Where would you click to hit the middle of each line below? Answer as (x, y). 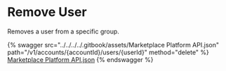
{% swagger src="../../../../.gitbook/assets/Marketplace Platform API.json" (113, 45)
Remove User (47, 12)
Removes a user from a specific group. (63, 31)
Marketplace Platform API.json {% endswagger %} (80, 59)
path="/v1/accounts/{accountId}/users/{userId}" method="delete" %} (108, 52)
